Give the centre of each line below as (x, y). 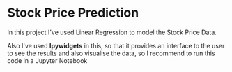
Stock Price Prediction (73, 13)
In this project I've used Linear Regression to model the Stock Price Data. (112, 32)
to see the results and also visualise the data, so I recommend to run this (111, 53)
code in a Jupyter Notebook (47, 60)
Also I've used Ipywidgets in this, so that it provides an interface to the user (116, 45)
